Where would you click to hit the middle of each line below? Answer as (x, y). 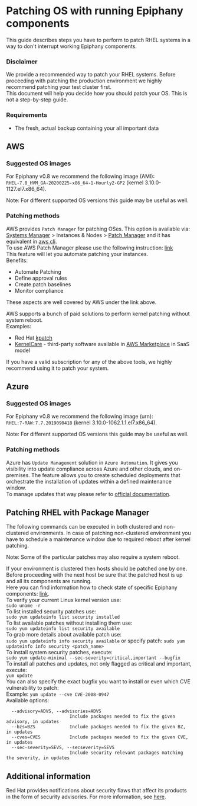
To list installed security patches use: (51, 612)
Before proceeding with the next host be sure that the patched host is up (94, 575)
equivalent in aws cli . (32, 241)
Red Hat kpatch (34, 338)
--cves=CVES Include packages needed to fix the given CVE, (100, 737)
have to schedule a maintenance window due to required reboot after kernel (98, 539)
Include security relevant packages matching (126, 753)
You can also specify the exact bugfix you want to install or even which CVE (98, 682)
